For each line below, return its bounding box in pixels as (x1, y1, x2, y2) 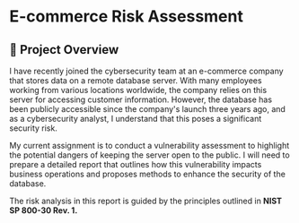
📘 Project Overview (9, 42, 119, 57)
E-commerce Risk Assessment (9, 6, 244, 27)
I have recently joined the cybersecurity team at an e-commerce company (9, 65, 285, 76)
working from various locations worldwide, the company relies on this (9, 85, 268, 95)
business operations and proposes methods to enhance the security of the (9, 168, 286, 179)
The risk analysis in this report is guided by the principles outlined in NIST (9, 195, 283, 206)
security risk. (9, 123, 58, 133)
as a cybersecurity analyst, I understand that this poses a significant (9, 114, 262, 124)
